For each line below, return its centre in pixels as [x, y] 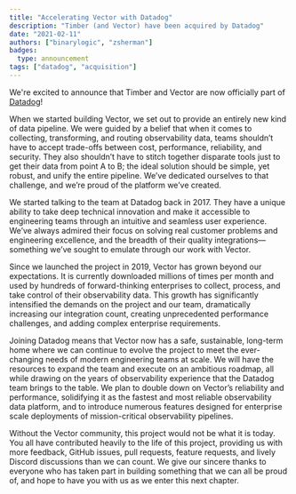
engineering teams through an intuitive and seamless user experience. [138, 221]
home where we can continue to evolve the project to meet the [124, 350]
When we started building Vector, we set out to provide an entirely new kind [148, 119]
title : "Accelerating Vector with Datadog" [91, 17]
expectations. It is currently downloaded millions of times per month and [141, 275]
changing [27, 359]
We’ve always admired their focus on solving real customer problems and [144, 230]
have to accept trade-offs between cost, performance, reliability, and [136, 147]
